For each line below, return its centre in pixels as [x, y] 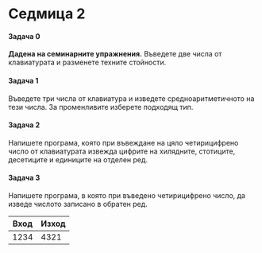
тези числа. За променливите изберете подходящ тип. [101, 107]
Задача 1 [23, 80]
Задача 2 [24, 125]
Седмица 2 [47, 14]
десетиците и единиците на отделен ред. [78, 159]
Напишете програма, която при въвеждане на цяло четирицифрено [123, 142]
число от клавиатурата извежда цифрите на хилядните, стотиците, [122, 151]
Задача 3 [24, 178]
